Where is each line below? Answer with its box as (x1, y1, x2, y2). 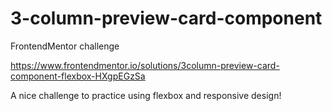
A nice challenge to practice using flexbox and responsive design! (10, 89, 282, 101)
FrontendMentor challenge (10, 40, 120, 52)
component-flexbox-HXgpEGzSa (10, 70, 146, 82)
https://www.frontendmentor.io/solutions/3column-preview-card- (10, 59, 280, 71)
